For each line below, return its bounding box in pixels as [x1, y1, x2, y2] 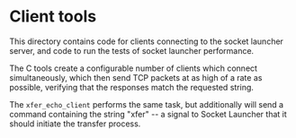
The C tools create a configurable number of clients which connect [9, 63, 258, 73]
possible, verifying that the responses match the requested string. [9, 82, 255, 92]
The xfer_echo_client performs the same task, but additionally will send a [9, 99, 284, 109]
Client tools [9, 6, 97, 27]
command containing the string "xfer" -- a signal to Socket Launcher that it [9, 108, 288, 119]
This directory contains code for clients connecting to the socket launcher [9, 36, 283, 47]
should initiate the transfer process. [9, 118, 141, 129]
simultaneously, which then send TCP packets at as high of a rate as [9, 72, 263, 82]
